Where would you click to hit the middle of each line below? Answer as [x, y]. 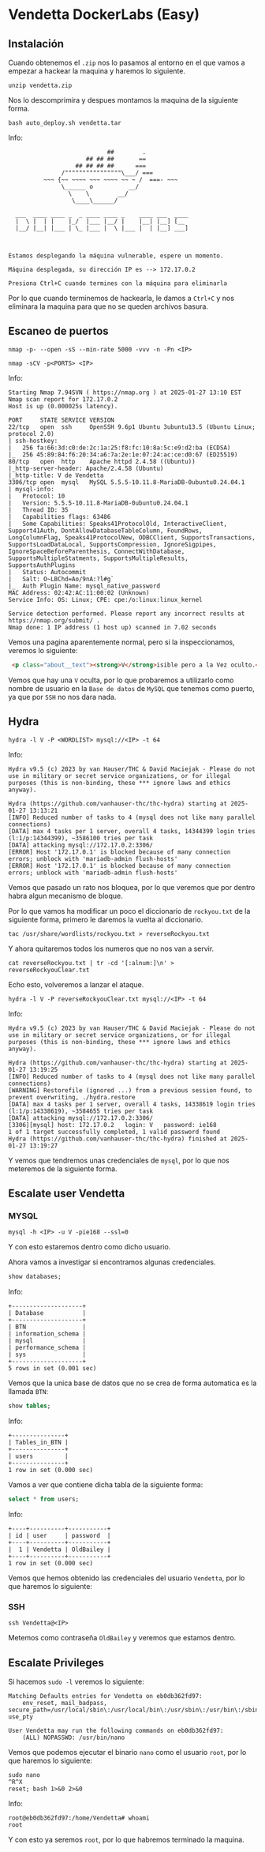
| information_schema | [47, 1334]
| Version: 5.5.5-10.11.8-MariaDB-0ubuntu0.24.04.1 [99, 503]
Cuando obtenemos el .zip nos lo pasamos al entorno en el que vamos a [127, 62]
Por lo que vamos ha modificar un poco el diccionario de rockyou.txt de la [129, 911]
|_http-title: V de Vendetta [56, 475]
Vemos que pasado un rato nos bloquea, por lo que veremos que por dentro [132, 887]
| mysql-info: [32, 489]
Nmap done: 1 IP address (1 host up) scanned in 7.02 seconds [112, 627]
